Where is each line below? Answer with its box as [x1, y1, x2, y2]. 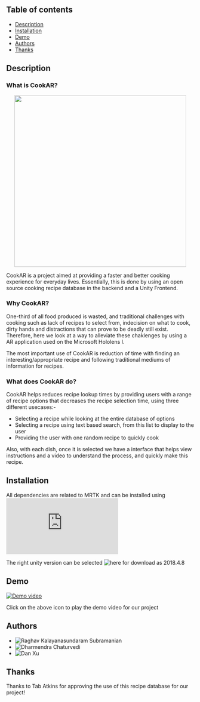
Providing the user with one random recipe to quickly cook [14, 434, 159, 441]
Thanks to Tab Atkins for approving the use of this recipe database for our [6, 683, 189, 690]
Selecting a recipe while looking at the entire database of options [14, 415, 175, 423]
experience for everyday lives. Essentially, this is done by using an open [6, 278, 183, 285]
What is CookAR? [6, 81, 58, 90]
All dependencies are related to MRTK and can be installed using [6, 491, 165, 498]
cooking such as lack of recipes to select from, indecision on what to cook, [6, 319, 191, 326]
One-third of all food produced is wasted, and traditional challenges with [6, 313, 184, 320]
